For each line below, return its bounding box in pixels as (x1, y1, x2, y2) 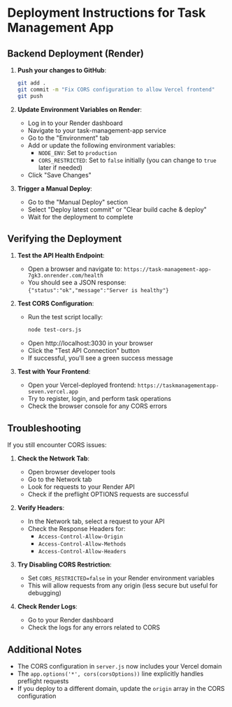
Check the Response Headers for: (27, 525, 126, 533)
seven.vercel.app (27, 388, 79, 395)
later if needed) (38, 163, 82, 172)
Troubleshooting (7, 422, 82, 434)
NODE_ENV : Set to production (38, 148, 117, 156)
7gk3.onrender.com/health (27, 272, 103, 279)
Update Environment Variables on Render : (17, 105, 142, 113)
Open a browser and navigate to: (27, 265, 122, 273)
